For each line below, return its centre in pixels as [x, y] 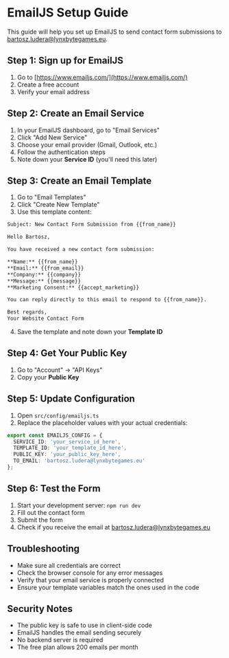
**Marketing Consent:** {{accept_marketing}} [73, 287]
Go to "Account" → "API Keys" [60, 370]
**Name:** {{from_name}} [43, 262]
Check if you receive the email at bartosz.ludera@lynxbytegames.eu [113, 527]
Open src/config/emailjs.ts [58, 415]
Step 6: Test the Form [54, 489]
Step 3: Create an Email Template [80, 180]
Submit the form [40, 520]
